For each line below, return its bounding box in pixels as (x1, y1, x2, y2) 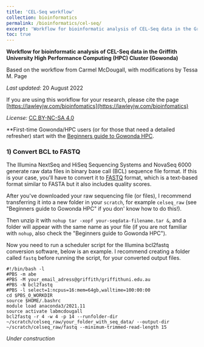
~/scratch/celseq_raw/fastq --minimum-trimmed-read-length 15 (6, 325, 167, 331)
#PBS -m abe (6, 271, 36, 277)
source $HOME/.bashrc (6, 298, 61, 304)
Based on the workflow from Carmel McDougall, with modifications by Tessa (6, 66, 198, 73)
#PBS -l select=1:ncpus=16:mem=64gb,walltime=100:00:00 (6, 287, 151, 294)
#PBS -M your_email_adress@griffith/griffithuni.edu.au (6, 277, 151, 283)
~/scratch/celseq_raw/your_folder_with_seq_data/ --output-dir (6, 319, 170, 325)
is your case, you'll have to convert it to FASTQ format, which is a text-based (6, 174, 198, 182)
